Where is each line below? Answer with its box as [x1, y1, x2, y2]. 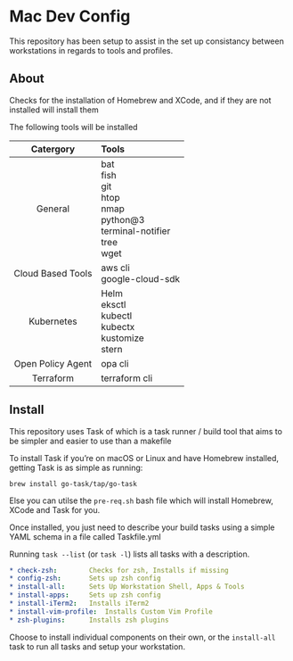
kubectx [101, 320, 135, 333]
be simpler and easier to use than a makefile [9, 435, 172, 446]
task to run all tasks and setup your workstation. [9, 640, 185, 652]
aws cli [101, 261, 131, 274]
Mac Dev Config [9, 6, 131, 27]
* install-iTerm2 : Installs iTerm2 [9, 599, 150, 608]
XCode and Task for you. [9, 504, 101, 515]
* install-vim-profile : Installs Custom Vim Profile [9, 607, 214, 616]
